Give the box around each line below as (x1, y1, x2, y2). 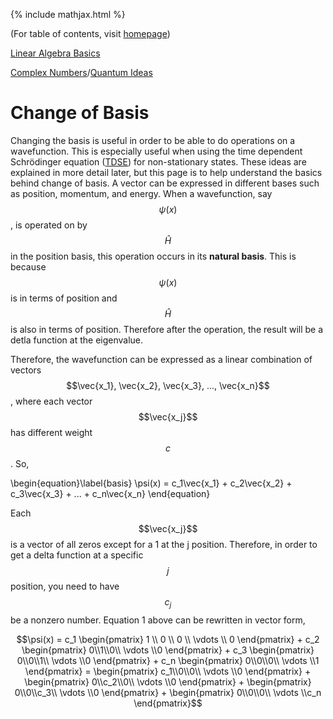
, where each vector (10, 395, 93, 407)
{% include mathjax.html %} (10, 9, 126, 20)
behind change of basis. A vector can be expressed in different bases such (10, 177, 320, 189)
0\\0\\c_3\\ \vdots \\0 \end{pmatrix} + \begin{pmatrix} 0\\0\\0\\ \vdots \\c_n (14, 686, 322, 698)
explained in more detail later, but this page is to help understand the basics (10, 166, 323, 178)
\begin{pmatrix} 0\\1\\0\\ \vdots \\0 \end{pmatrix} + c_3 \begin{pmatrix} (21, 644, 315, 656)
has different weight (10, 426, 93, 438)
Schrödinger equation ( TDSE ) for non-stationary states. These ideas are (10, 155, 307, 168)
